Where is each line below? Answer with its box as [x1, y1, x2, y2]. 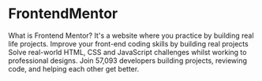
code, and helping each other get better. [8, 64, 140, 73]
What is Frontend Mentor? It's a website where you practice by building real [8, 31, 254, 40]
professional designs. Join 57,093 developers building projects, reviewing [8, 56, 247, 65]
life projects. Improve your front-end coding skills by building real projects [8, 39, 249, 48]
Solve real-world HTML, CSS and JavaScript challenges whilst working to [8, 47, 247, 57]
